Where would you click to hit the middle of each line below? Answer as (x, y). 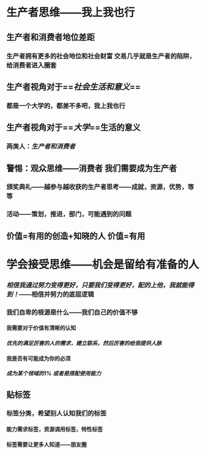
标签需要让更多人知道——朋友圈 (46, 444)
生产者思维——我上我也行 (71, 13)
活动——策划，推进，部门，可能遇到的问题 (69, 214)
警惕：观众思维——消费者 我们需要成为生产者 (92, 168)
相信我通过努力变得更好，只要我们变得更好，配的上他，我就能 (97, 285)
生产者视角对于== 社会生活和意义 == (74, 87)
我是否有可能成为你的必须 (39, 358)
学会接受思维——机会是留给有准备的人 (103, 264)
